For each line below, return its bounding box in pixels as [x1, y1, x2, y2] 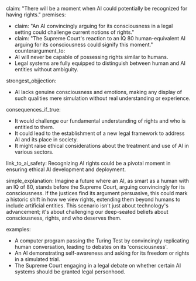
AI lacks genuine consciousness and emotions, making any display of [14, 89, 183, 95]
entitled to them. [14, 124, 54, 130]
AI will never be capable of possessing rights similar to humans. [14, 54, 169, 60]
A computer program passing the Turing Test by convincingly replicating [14, 237, 190, 244]
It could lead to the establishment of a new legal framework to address [14, 130, 185, 137]
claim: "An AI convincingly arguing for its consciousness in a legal [14, 23, 173, 29]
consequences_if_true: [6, 106, 61, 113]
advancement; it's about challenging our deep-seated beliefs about [6, 209, 169, 215]
